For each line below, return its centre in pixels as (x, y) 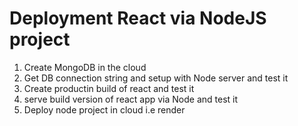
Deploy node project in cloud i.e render (104, 109)
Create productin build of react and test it (109, 88)
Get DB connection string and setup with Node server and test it (156, 78)
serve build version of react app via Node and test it (131, 99)
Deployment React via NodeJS (138, 18)
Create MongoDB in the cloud (85, 67)
